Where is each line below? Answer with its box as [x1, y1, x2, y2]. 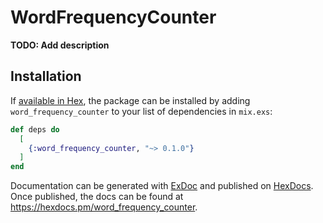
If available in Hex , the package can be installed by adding [10, 94, 251, 106]
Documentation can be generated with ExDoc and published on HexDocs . [10, 180, 314, 192]
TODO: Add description [10, 39, 110, 51]
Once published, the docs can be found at [10, 191, 184, 203]
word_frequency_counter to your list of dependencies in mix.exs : [10, 105, 273, 117]
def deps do [10, 124, 60, 135]
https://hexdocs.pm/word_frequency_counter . [10, 201, 198, 213]
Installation [10, 68, 82, 85]
